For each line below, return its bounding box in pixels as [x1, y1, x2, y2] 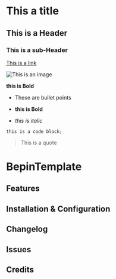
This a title [6, 4, 59, 18]
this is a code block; [6, 128, 62, 135]
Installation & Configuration [6, 204, 111, 214]
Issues [6, 244, 32, 255]
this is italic [14, 117, 43, 124]
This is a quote [20, 139, 58, 146]
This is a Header [6, 28, 68, 38]
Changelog [6, 224, 48, 234]
